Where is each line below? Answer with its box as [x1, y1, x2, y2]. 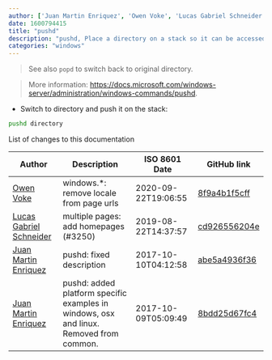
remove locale [62, 188, 117, 198]
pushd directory [8, 120, 63, 128]
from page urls [62, 197, 119, 209]
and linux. [62, 318, 100, 328]
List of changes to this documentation [8, 134, 135, 144]
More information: [28, 80, 89, 90]
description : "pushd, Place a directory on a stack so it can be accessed [8, 34, 266, 43]
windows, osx [62, 308, 115, 319]
